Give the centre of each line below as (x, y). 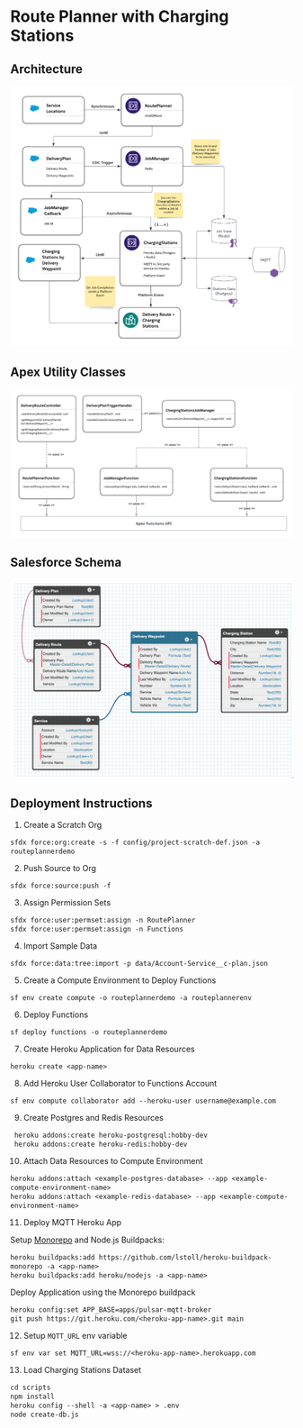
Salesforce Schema (66, 563)
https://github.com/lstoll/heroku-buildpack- (185, 1258)
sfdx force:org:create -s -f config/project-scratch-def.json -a (135, 843)
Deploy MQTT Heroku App (72, 1223)
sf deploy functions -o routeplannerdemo (89, 1032)
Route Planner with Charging (120, 17)
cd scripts (31, 1388)
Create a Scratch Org (62, 825)
